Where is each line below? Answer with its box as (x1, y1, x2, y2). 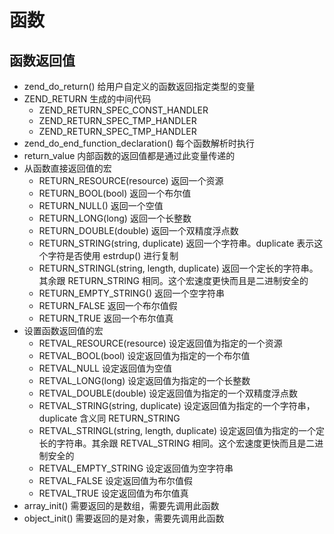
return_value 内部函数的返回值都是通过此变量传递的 (23, 150, 236, 161)
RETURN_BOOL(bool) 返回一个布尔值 (38, 187, 192, 199)
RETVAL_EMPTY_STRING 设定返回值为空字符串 (38, 462, 234, 474)
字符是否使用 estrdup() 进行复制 (47, 250, 179, 261)
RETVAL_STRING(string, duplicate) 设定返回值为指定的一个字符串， (38, 400, 316, 411)
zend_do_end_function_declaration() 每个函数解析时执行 (23, 137, 256, 149)
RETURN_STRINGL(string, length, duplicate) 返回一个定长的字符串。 (38, 262, 319, 274)
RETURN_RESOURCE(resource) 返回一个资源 (38, 175, 224, 186)
